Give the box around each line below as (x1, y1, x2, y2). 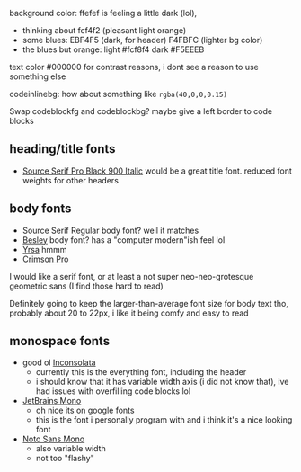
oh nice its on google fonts (35, 405, 135, 416)
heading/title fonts (9, 141, 116, 156)
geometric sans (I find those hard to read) (9, 281, 164, 291)
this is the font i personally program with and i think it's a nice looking (35, 414, 293, 425)
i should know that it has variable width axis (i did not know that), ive (35, 377, 289, 387)
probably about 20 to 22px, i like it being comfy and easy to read (9, 307, 249, 318)
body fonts (9, 201, 72, 217)
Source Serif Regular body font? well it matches (22, 225, 199, 236)
